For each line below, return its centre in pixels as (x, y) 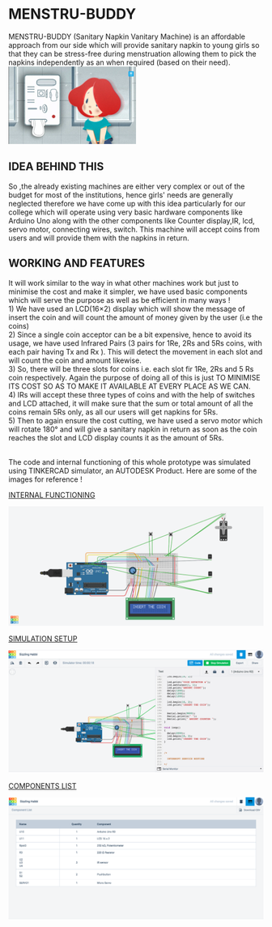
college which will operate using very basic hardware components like (125, 212)
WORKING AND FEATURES (77, 264)
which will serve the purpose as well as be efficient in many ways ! (119, 300)
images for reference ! (45, 479)
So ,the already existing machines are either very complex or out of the (127, 186)
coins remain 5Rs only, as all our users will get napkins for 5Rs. (113, 412)
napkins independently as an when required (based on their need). (119, 62)
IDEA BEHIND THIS (56, 167)
